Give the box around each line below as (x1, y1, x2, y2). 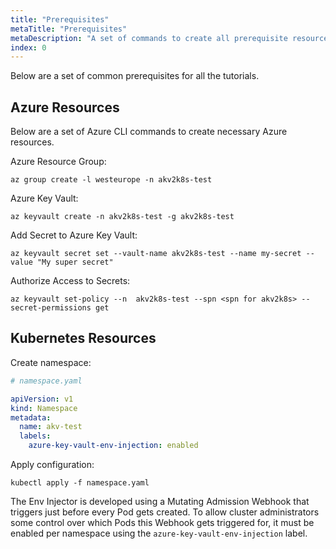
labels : (19, 431, 52, 441)
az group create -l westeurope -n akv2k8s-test (10, 175, 213, 185)
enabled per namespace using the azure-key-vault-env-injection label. (10, 527, 308, 539)
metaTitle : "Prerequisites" (10, 24, 128, 34)
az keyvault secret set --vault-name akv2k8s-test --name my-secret (10, 249, 302, 259)
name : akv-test (19, 422, 83, 432)
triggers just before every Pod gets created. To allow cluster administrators (10, 506, 320, 518)
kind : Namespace (10, 403, 78, 413)
